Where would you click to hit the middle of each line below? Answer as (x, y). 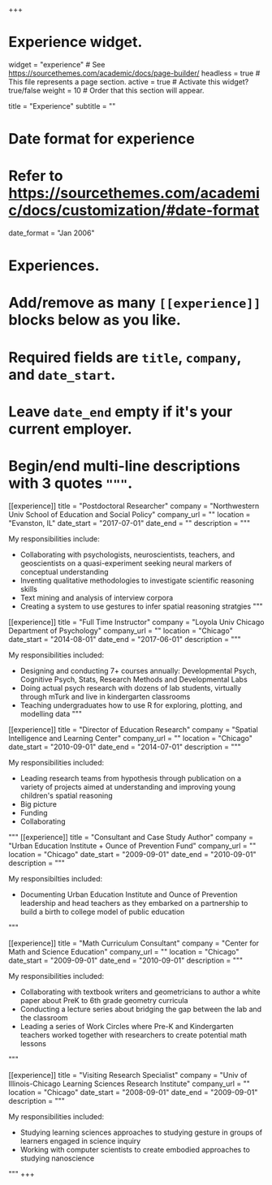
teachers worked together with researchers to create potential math (134, 1035)
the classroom (44, 1017)
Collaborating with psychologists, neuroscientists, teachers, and (127, 554)
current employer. (70, 429)
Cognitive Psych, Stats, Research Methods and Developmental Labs (134, 679)
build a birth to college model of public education (102, 911)
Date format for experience (101, 139)
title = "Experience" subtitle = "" (62, 106)
